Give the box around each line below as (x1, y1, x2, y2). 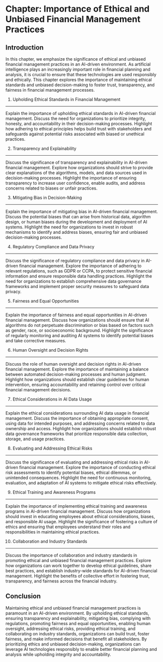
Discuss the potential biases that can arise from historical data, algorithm (5, 214, 151, 219)
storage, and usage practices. (5, 436, 65, 442)
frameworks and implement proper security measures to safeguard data (5, 284, 149, 289)
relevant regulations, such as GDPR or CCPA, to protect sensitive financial (5, 268, 153, 274)
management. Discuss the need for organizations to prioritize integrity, (5, 115, 147, 121)
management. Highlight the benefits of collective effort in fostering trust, (5, 573, 150, 579)
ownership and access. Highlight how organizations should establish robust (5, 426, 156, 431)
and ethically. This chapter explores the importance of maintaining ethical (5, 77, 152, 82)
